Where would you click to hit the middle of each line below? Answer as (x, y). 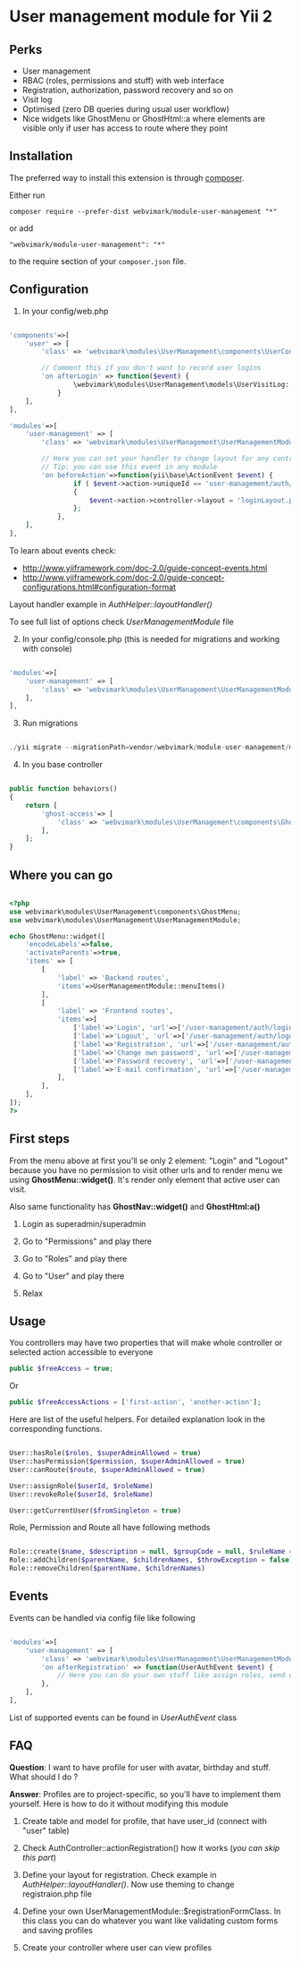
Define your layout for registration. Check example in (119, 1874)
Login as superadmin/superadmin (84, 1223)
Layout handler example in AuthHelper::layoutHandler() (111, 604)
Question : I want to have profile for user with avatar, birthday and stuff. (140, 1767)
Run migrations (50, 724)
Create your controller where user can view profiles (117, 1947)
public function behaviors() (63, 789)
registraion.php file (57, 1893)
